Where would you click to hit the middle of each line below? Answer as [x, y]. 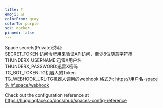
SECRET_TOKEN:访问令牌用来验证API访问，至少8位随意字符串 [69, 54]
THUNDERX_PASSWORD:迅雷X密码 [42, 66]
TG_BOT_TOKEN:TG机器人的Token [41, 72]
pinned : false [20, 33]
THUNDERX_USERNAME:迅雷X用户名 [43, 60]
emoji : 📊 [15, 14]
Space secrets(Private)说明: [34, 48]
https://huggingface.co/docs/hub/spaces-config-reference [66, 100]
